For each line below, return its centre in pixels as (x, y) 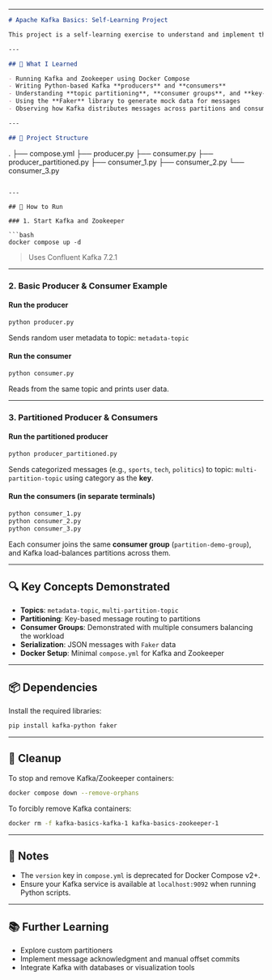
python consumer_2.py (45, 521)
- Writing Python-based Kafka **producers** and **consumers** (117, 86)
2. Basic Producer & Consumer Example (88, 286)
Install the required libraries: (55, 711)
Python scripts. (45, 893)
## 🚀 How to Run (36, 207)
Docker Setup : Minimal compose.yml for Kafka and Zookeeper (122, 654)
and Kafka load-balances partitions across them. (90, 552)
